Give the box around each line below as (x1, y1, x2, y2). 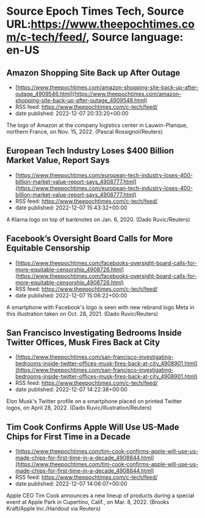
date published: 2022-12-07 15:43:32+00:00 (15, 203, 128, 211)
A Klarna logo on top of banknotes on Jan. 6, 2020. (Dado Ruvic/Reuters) (6, 216, 190, 223)
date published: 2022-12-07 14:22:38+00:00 (15, 386, 128, 393)
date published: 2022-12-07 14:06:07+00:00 (15, 480, 128, 487)
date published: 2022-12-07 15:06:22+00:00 (15, 291, 128, 299)
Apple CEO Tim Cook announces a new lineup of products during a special (6, 492, 195, 499)
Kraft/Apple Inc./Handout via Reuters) (6, 505, 101, 513)
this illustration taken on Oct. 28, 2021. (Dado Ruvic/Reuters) (6, 310, 159, 317)
